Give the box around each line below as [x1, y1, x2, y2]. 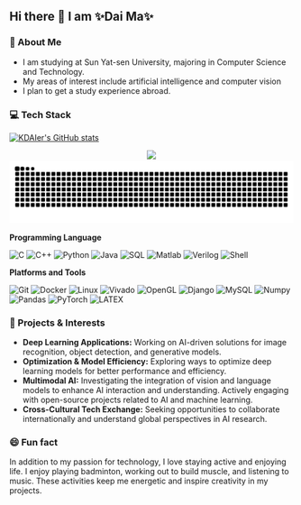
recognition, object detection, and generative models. [22, 346, 223, 357]
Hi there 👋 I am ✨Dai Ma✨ [9, 9, 154, 24]
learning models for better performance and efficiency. [22, 366, 227, 377]
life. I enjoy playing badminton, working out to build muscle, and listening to [9, 466, 290, 477]
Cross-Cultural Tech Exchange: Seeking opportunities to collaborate [22, 404, 280, 415]
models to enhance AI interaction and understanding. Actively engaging [22, 385, 289, 396]
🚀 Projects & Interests [9, 317, 105, 329]
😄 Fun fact [9, 436, 59, 448]
